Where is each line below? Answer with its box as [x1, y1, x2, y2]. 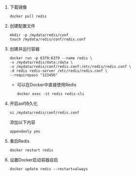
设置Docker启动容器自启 [9, 157, 59, 162]
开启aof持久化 [9, 101, 38, 106]
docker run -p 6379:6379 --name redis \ [9, 56, 92, 61]
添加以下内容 [9, 119, 35, 125]
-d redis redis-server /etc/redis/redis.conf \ [9, 68, 107, 73]
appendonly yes [9, 129, 41, 134]
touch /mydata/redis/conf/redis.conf [9, 37, 86, 42]
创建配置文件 [9, 23, 35, 29]
